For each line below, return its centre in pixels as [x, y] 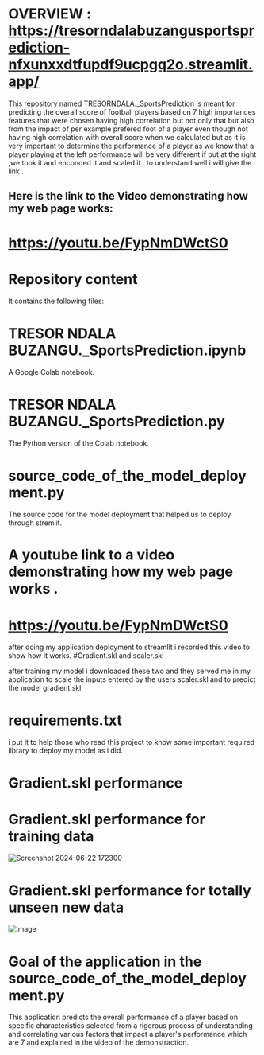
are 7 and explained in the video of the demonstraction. [98, 1042]
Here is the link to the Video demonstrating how [128, 196]
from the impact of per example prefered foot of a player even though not [128, 129]
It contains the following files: [56, 301]
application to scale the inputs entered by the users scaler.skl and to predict [132, 679]
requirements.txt [65, 720]
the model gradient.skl [45, 688]
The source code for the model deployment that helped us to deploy [120, 515]
